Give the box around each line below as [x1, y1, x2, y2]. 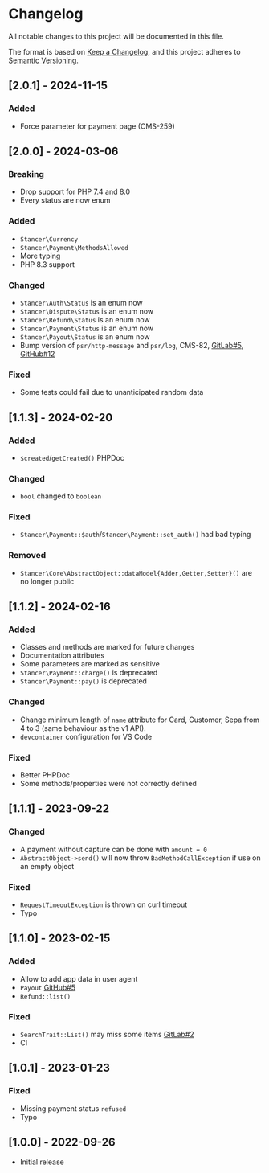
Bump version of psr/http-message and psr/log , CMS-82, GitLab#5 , [19, 340, 244, 350]
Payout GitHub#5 [19, 982, 76, 992]
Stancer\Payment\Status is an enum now [19, 323, 154, 333]
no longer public [19, 576, 75, 586]
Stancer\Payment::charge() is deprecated [19, 668, 158, 678]
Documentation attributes [19, 650, 105, 660]
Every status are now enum [19, 195, 111, 205]
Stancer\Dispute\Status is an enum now [19, 306, 154, 316]
